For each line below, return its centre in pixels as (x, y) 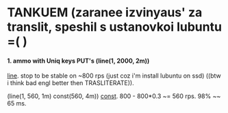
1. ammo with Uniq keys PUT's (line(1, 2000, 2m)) (78, 61)
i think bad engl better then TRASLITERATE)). (71, 83)
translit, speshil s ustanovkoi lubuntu (115, 27)
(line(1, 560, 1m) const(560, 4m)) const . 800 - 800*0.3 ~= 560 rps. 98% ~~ (114, 96)
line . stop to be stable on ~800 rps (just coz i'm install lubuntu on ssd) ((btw (114, 76)
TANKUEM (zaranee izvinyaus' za (105, 13)
